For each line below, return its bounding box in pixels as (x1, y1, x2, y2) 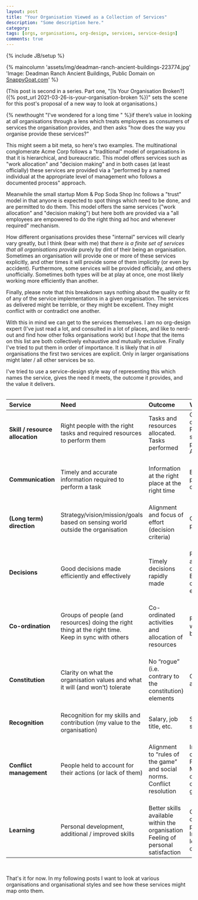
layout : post (6, 8, 38, 15)
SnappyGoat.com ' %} (6, 76, 59, 83)
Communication (9, 476, 55, 483)
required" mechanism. (6, 222, 60, 229)
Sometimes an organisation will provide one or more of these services (6, 252, 176, 259)
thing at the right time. (60, 626, 122, 634)
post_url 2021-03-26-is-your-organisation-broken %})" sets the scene (16, 94, 188, 101)
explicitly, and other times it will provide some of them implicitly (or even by (6, 259, 189, 265)
